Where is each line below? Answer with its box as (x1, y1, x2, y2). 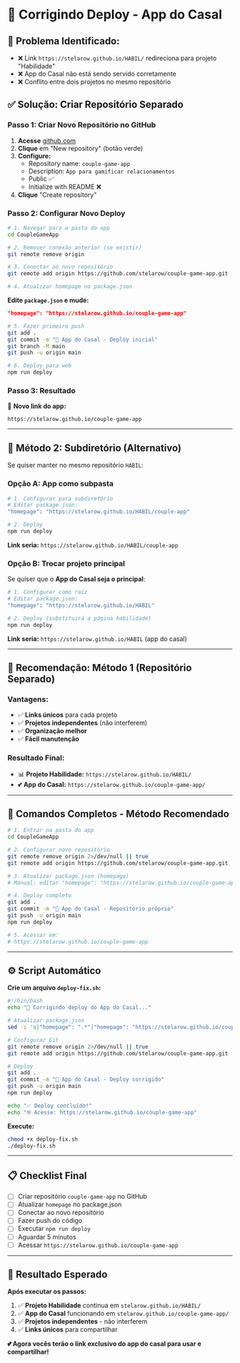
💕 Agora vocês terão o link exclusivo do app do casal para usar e (7, 1339, 201, 1348)
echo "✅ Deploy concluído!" (7, 1102, 93, 1109)
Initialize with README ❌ (28, 182, 101, 191)
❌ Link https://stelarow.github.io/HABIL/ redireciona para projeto (17, 54, 217, 62)
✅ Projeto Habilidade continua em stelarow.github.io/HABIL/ (17, 1301, 201, 1310)
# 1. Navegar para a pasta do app (7, 224, 111, 232)
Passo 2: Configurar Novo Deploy (7, 208, 126, 218)
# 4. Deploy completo (7, 892, 72, 899)
